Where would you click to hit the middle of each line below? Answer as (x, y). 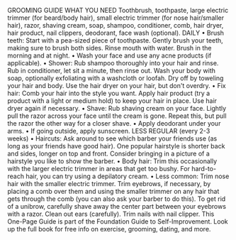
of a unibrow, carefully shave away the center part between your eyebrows (117, 206)
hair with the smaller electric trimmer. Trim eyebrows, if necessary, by (109, 184)
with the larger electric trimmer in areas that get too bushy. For (99, 169)
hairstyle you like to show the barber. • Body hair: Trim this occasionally (112, 161)
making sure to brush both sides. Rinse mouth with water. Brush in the (109, 48)
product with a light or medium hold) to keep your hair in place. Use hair (112, 101)
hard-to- (204, 169)
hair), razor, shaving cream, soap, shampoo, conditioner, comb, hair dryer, (116, 25)
